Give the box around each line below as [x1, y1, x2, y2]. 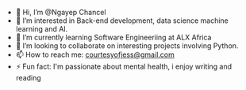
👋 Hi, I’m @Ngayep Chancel [15, 8, 106, 17]
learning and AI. [15, 24, 68, 33]
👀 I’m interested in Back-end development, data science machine [15, 16, 229, 25]
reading [15, 73, 41, 82]
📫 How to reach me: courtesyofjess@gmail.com [15, 50, 175, 59]
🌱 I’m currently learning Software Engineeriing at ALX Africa [15, 32, 212, 42]
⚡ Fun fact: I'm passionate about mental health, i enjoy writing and [15, 62, 233, 71]
